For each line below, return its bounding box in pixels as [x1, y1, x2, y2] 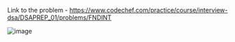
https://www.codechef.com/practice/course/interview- [69, 6, 228, 14]
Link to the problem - [7, 6, 68, 14]
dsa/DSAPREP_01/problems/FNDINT [7, 13, 112, 22]
